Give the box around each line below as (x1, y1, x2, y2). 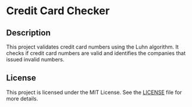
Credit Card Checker (6, 4, 110, 18)
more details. (6, 95, 39, 102)
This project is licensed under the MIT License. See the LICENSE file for (6, 89, 182, 96)
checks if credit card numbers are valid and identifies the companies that (6, 50, 186, 57)
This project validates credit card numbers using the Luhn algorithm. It (6, 43, 179, 50)
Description (6, 28, 51, 38)
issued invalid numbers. (6, 56, 64, 63)
